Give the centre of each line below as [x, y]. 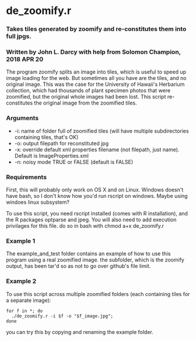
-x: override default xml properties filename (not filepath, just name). [97, 149]
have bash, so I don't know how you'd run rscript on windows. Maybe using [97, 196]
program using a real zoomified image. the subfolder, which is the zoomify [95, 260]
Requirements [27, 177]
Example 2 [21, 281]
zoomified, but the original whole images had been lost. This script [86, 97]
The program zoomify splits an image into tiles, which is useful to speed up [96, 72]
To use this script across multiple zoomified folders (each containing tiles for [98, 294]
